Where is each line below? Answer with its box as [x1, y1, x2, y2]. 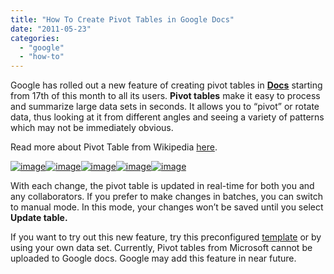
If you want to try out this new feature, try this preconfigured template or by [10, 231, 322, 243]
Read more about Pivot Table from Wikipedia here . [10, 141, 218, 153]
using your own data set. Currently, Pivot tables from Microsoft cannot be [10, 242, 313, 254]
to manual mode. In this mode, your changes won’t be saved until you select [10, 201, 324, 213]
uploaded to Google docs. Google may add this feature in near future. [10, 252, 297, 265]
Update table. [10, 212, 68, 224]
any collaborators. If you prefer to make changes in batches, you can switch [10, 191, 323, 203]
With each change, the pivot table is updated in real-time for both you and [10, 180, 315, 192]
